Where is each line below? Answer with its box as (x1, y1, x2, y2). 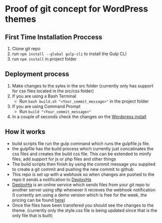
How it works (5, 128, 45, 136)
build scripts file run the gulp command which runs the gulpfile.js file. (12, 140, 150, 146)
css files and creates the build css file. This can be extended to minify (12, 151, 151, 157)
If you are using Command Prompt (12, 103, 81, 109)
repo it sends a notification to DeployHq (12, 177, 92, 182)
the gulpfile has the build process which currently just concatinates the (12, 146, 154, 151)
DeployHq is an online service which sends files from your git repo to (12, 181, 150, 187)
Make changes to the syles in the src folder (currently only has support (12, 83, 154, 89)
